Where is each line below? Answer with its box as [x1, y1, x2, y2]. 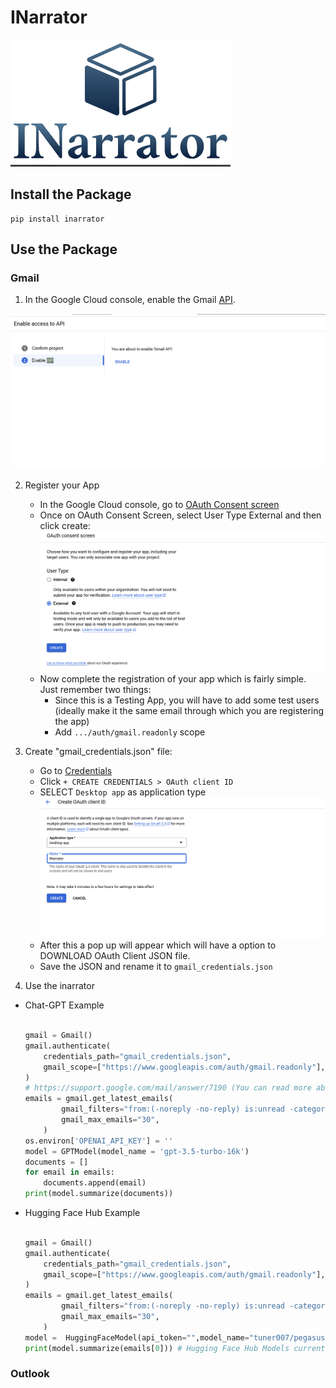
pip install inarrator [10, 214, 105, 224]
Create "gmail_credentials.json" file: [24, 746, 173, 758]
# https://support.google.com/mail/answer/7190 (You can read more [24, 1083, 312, 1093]
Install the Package [10, 186, 132, 203]
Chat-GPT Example [24, 999, 105, 1011]
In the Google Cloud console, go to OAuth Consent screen [39, 498, 280, 510]
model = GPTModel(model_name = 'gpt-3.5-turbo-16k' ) [24, 1146, 250, 1156]
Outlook [10, 1367, 50, 1381]
